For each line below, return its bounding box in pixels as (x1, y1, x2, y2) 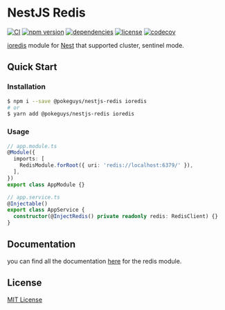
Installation (7, 82, 46, 91)
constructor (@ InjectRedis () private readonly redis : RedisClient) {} (13, 213, 218, 220)
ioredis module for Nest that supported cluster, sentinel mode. (7, 41, 185, 49)
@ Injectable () (7, 200, 48, 207)
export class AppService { (7, 206, 85, 214)
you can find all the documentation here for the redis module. (7, 257, 182, 265)
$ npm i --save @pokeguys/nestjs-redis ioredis (7, 98, 147, 104)
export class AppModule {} (7, 181, 85, 188)
